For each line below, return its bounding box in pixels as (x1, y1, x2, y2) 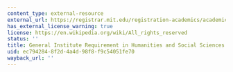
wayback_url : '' (7, 55, 54, 62)
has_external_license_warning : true (7, 23, 113, 29)
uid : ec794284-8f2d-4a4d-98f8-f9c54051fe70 (7, 49, 135, 56)
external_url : (7, 16, 49, 23)
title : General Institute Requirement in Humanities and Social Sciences (7, 42, 225, 49)
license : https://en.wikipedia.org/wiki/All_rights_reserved (7, 29, 188, 36)
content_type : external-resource (7, 10, 104, 17)
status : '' (7, 36, 39, 43)
